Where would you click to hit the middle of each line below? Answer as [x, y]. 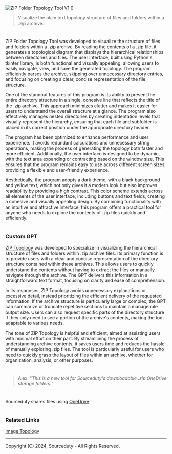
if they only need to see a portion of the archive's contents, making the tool [84, 317]
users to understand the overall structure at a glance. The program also [81, 111]
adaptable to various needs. [35, 323]
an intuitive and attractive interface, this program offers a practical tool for [83, 207]
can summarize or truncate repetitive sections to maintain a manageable [81, 306]
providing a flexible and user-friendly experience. [57, 170]
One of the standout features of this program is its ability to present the [80, 95]
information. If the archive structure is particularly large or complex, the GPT [86, 301]
